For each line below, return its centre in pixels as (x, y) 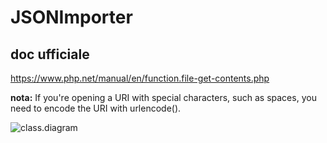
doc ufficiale (50, 54)
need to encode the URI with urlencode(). (96, 108)
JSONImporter (71, 17)
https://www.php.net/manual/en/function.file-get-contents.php (140, 78)
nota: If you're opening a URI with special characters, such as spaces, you (163, 97)
